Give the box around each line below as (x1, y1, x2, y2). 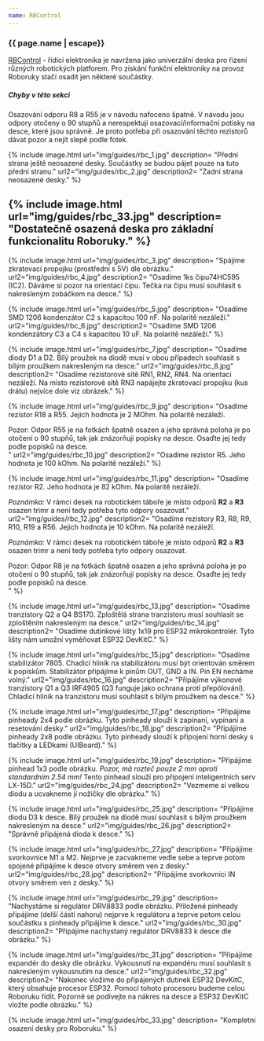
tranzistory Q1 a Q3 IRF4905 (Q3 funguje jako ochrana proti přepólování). (8, 683, 245, 692)
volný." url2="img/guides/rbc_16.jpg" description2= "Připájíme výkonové (8, 675, 242, 684)
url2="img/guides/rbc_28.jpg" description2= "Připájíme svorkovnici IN (8, 869, 236, 878)
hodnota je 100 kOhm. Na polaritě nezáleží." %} (8, 458, 162, 467)
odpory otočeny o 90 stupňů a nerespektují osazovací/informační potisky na (8, 118, 255, 127)
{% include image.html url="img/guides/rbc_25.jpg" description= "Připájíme (8, 804, 254, 813)
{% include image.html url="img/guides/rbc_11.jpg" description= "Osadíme (8, 473, 249, 483)
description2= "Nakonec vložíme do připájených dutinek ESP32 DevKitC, (8, 975, 245, 984)
